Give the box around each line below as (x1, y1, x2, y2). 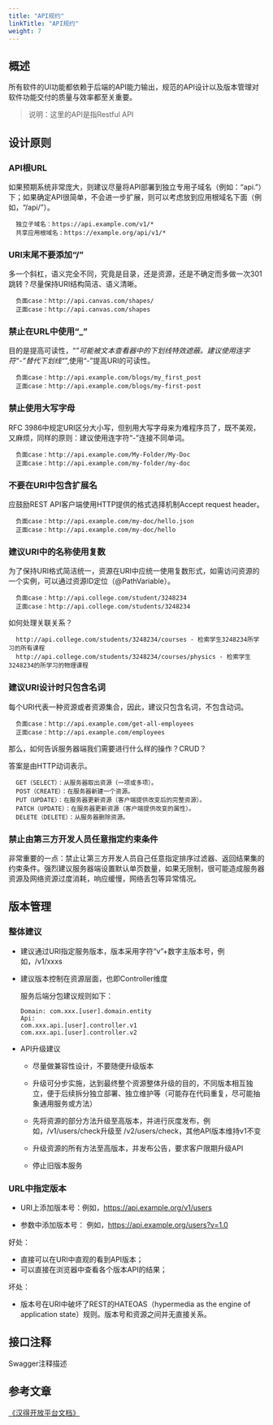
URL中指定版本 (8, 1183, 67, 1194)
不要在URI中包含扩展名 (8, 479, 97, 491)
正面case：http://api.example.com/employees (15, 728, 165, 736)
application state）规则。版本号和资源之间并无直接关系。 (19, 1309, 211, 1319)
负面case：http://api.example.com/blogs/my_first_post (15, 374, 201, 382)
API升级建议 (19, 1043, 61, 1053)
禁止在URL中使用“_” (8, 326, 88, 337)
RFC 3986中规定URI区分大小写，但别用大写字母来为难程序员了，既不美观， (8, 422, 261, 432)
